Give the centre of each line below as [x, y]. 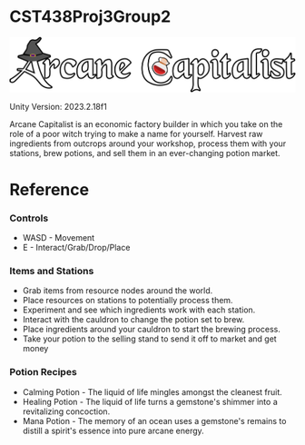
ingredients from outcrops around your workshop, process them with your [148, 143]
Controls [29, 218]
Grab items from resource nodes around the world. [118, 291]
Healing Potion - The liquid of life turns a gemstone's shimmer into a [150, 401]
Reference [49, 189]
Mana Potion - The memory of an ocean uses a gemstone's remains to [154, 420]
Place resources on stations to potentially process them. [128, 301]
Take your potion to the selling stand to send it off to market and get [149, 339]
